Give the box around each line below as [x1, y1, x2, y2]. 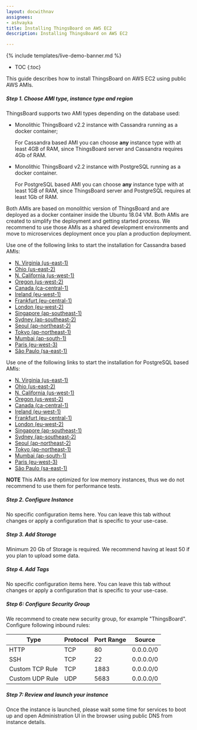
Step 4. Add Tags [6, 565, 49, 573]
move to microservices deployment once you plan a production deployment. [6, 230, 192, 237]
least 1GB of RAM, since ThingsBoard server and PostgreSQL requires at [14, 187, 191, 194]
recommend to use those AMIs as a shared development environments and [6, 224, 189, 231]
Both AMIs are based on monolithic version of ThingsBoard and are [6, 205, 169, 212]
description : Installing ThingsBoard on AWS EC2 [6, 31, 128, 37]
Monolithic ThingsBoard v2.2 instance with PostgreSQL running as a [14, 163, 181, 171]
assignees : [6, 14, 33, 20]
